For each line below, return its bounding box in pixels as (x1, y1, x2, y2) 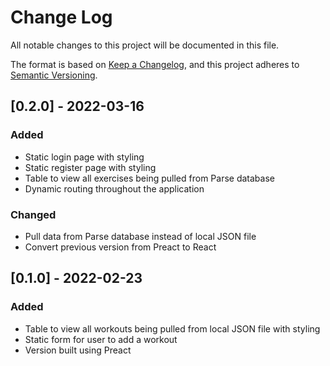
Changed (10, 207, 57, 221)
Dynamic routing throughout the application (24, 182, 205, 195)
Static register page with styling (24, 161, 157, 173)
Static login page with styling (24, 151, 145, 163)
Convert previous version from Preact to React (24, 241, 217, 253)
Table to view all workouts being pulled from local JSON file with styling (24, 322, 321, 335)
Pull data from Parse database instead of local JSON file (24, 230, 257, 242)
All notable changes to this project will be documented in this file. (10, 39, 280, 51)
